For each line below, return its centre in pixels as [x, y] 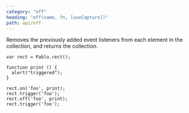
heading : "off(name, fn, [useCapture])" [57, 17]
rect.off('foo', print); [37, 99]
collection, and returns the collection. [52, 46]
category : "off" [26, 12]
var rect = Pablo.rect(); [38, 57]
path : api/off [24, 23]
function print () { [32, 68]
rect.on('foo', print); [36, 88]
